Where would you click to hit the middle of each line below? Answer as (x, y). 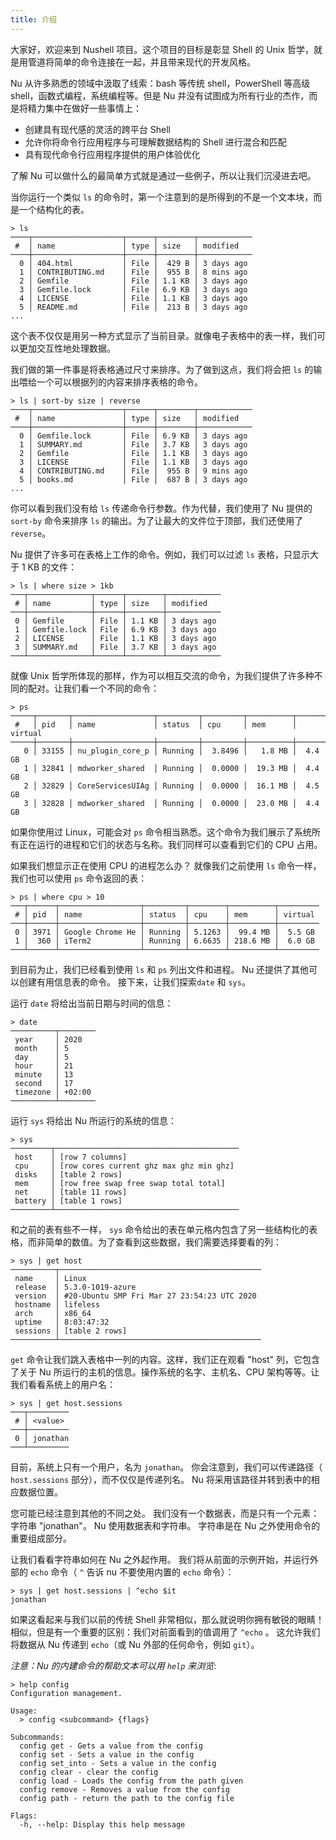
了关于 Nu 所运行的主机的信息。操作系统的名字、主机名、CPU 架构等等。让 (165, 1372)
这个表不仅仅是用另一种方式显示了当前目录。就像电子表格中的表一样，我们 (163, 335)
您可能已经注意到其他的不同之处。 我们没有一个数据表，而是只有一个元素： (165, 1513)
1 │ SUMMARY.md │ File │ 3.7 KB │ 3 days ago (133, 444)
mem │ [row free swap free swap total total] (120, 1183)
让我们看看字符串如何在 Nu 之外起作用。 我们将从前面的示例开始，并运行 (160, 1559)
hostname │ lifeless (57, 1304)
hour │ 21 (44, 1066)
